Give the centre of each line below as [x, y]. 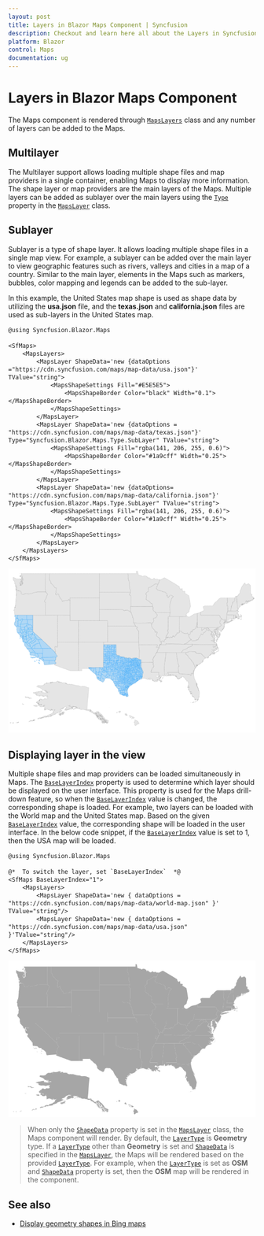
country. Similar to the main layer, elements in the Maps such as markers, [126, 274]
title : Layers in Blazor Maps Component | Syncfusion [98, 25]
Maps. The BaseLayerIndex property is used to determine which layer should [132, 783]
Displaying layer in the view [77, 755]
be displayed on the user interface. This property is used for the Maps [122, 790]
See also [29, 1205]
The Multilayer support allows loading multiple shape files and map [117, 172]
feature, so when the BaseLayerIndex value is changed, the [123, 799]
